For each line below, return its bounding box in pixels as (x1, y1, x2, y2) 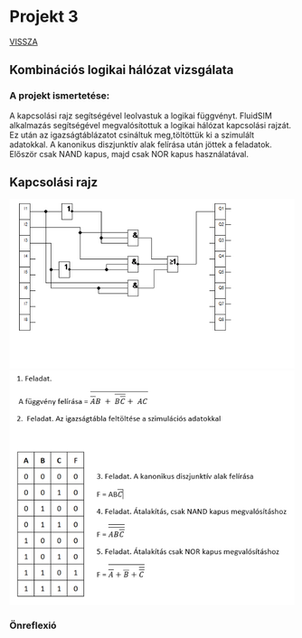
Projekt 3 (9, 6, 79, 27)
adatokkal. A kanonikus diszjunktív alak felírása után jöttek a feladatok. (9, 138, 273, 150)
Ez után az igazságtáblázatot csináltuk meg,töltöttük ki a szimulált (9, 129, 255, 140)
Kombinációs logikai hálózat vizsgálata (9, 62, 234, 78)
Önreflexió (9, 619, 57, 632)
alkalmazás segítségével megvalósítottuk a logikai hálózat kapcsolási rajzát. (9, 119, 292, 130)
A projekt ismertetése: (9, 89, 110, 102)
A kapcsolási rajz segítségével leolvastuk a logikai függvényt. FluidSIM (9, 110, 273, 121)
